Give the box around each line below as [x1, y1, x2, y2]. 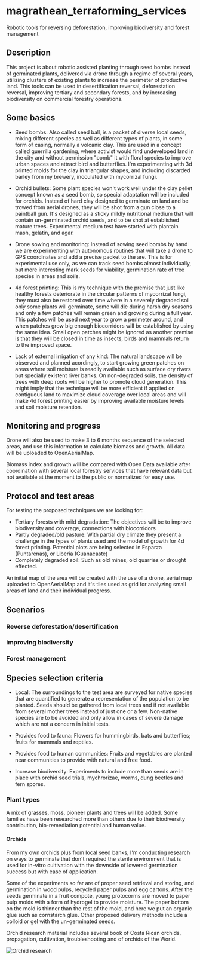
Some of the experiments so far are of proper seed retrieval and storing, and [6, 879, 194, 886]
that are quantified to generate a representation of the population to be [14, 695, 189, 702]
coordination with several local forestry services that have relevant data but [6, 467, 192, 475]
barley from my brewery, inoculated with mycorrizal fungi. [14, 173, 158, 180]
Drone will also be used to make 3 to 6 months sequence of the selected [6, 436, 184, 444]
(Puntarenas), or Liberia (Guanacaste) [14, 550, 108, 557]
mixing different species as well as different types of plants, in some [14, 134, 183, 142]
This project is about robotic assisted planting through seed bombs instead [6, 63, 191, 71]
